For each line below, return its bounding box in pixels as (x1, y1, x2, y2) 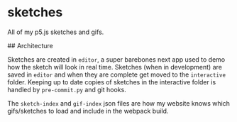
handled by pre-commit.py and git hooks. (7, 85, 126, 94)
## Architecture (7, 41, 53, 50)
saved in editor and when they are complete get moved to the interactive (7, 70, 226, 79)
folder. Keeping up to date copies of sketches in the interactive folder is (7, 77, 216, 86)
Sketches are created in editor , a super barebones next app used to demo (7, 55, 226, 64)
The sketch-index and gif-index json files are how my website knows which (7, 99, 231, 107)
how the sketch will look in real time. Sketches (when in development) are (7, 62, 222, 71)
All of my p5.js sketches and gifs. (7, 28, 104, 36)
